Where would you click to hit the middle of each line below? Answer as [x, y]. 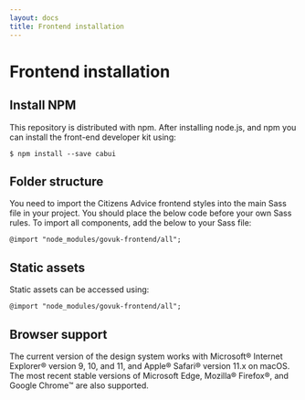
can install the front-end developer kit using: [93, 137]
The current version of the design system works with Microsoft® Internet [146, 356]
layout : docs [34, 18]
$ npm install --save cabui [63, 153]
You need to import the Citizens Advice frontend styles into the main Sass [148, 204]
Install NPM [43, 105]
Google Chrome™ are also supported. [79, 385]
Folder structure [57, 181]
